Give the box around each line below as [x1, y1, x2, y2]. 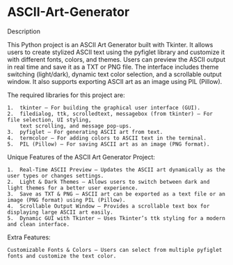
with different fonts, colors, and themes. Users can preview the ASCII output [7, 55, 226, 63]
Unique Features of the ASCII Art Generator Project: [7, 153, 155, 161]
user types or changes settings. [7, 172, 104, 179]
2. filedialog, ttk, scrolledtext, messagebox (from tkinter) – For [7, 110, 214, 117]
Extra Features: [7, 233, 51, 241]
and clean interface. [7, 221, 70, 228]
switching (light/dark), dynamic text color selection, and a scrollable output [7, 70, 222, 78]
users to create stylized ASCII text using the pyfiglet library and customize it [7, 48, 225, 56]
